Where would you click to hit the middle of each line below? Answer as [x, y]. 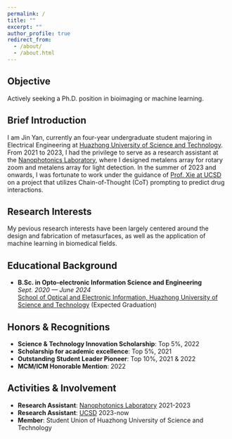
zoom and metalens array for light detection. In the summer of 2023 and [112, 167]
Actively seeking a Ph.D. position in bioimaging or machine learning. [105, 98]
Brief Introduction [47, 120]
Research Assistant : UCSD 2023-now [73, 412]
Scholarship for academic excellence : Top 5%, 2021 [95, 351]
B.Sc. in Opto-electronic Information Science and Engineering [110, 282]
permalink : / [26, 14]
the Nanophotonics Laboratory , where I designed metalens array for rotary [115, 159]
